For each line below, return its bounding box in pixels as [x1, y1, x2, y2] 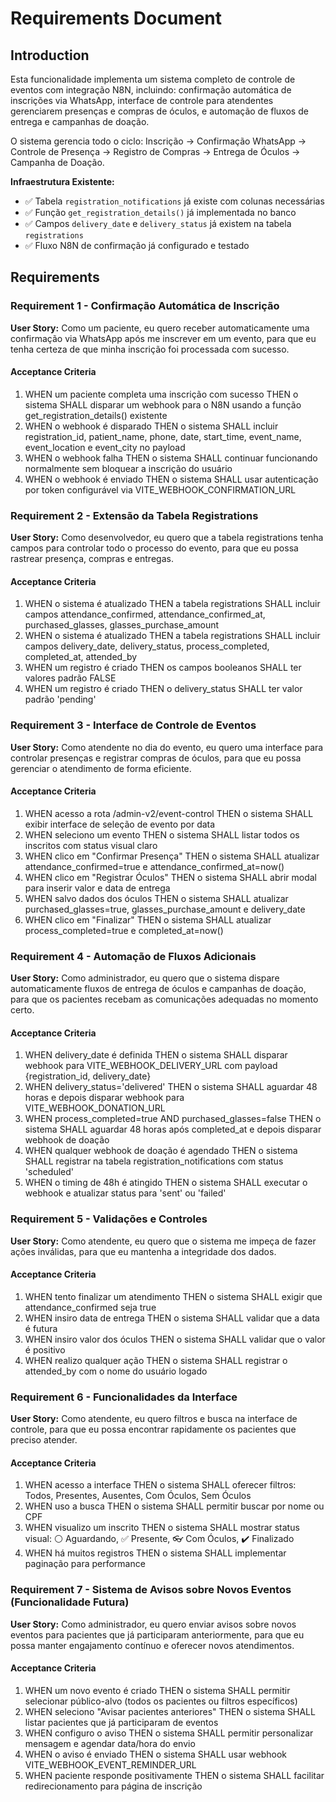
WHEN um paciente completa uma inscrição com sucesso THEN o [24, 388, 299, 400]
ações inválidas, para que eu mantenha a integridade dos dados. [10, 1245, 277, 1257]
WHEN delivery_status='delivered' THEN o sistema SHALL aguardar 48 [24, 1081, 318, 1093]
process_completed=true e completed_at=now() [24, 924, 224, 936]
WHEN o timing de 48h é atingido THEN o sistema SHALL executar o [24, 1177, 308, 1189]
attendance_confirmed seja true [24, 1301, 157, 1313]
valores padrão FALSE [24, 672, 117, 684]
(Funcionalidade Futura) [10, 1595, 130, 1609]
